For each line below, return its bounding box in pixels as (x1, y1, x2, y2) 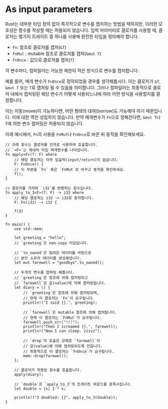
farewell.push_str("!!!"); (23, 319, 80, 325)
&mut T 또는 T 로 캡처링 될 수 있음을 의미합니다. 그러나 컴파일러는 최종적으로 (5, 84, 152, 90)
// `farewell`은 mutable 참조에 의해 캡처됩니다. (23, 310, 117, 315)
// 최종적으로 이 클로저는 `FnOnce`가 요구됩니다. (23, 349, 114, 354)
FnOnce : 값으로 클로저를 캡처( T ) (12, 56, 74, 63)
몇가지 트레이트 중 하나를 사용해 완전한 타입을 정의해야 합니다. (18, 33, 139, 39)
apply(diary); (14, 372, 44, 377)
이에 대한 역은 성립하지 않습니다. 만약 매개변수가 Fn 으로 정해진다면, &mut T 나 (12, 114, 161, 120)
